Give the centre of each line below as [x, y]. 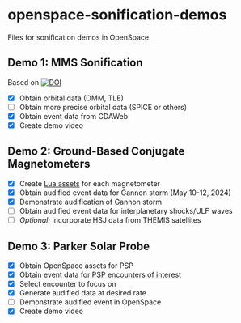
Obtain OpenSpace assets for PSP [76, 266]
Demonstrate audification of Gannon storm [91, 202]
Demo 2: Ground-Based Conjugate [96, 151]
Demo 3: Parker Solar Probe [79, 246]
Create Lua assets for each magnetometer [90, 183]
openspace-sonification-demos [117, 15]
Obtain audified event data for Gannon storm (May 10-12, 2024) [125, 193]
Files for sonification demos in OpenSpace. [79, 37]
